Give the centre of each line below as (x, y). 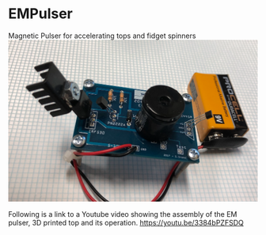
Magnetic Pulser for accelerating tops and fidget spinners (102, 36)
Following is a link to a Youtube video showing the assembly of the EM (123, 214)
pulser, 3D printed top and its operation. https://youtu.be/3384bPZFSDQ (126, 223)
